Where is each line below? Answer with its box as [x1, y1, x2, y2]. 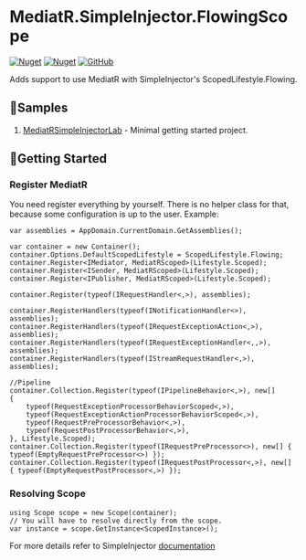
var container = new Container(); [9, 242, 142, 252]
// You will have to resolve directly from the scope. [9, 516, 223, 525]
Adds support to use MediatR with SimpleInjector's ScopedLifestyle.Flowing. [9, 73, 298, 84]
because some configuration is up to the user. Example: [9, 208, 219, 220]
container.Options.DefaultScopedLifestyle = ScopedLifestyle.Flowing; [9, 250, 284, 259]
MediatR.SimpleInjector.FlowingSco [9, 6, 289, 27]
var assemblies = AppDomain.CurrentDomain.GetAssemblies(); [9, 227, 244, 236]
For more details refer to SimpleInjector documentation [9, 540, 216, 551]
